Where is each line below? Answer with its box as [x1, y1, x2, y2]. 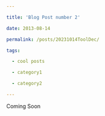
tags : [6, 47, 20, 54]
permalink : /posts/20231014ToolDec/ [6, 36, 100, 43]
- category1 [12, 70, 43, 76]
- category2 [12, 81, 43, 87]
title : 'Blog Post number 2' [6, 14, 81, 20]
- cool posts [12, 59, 45, 65]
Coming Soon [6, 102, 41, 110]
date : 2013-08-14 [6, 25, 51, 31]
